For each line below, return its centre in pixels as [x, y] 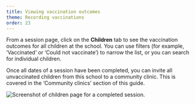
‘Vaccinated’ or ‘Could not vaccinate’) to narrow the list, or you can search [98, 53]
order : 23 [19, 23]
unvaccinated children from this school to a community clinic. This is [91, 77]
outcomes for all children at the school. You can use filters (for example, [95, 46]
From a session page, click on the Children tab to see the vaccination [92, 40]
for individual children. [34, 59]
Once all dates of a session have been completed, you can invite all [89, 71]
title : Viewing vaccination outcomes [53, 12]
